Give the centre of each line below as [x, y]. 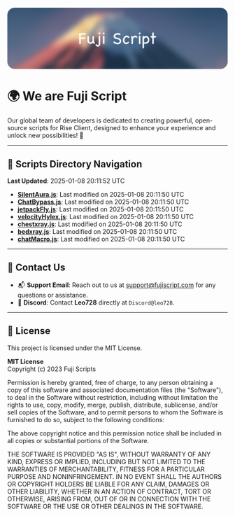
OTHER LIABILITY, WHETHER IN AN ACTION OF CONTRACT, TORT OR [109, 491]
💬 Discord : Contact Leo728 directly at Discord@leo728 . [96, 302]
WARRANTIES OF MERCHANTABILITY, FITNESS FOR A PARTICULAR [106, 469]
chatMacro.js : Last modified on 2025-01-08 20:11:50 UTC [101, 239]
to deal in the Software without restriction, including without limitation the [113, 397]
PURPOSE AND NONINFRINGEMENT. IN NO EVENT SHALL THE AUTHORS [115, 476]
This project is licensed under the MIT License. [75, 348]
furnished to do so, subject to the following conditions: [86, 419]
